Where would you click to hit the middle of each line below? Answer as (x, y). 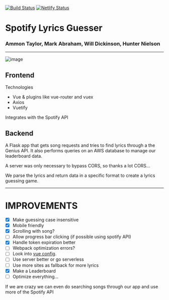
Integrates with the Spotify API (37, 118)
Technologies (19, 87)
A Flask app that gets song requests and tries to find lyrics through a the (80, 145)
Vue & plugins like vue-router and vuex (53, 97)
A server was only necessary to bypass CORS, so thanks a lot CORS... (78, 166)
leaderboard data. (24, 156)
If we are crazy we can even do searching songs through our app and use (82, 286)
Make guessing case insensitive (46, 220)
